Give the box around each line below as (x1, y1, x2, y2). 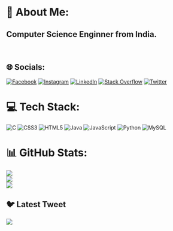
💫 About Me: (6, 5, 69, 19)
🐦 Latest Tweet (6, 199, 66, 210)
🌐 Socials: (6, 62, 45, 72)
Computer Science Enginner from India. (6, 29, 157, 39)
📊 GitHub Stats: (6, 146, 88, 159)
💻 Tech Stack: (6, 100, 80, 113)
